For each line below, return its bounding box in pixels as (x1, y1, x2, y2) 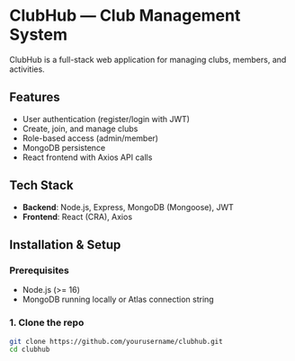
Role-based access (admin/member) (22, 132, 159, 144)
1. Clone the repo (9, 316, 85, 329)
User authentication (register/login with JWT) (22, 113, 191, 124)
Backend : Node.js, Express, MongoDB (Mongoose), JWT (22, 201, 234, 212)
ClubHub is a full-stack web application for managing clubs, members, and (9, 54, 287, 65)
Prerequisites (9, 264, 69, 277)
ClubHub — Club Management (9, 5, 241, 26)
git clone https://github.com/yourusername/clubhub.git (9, 337, 223, 346)
